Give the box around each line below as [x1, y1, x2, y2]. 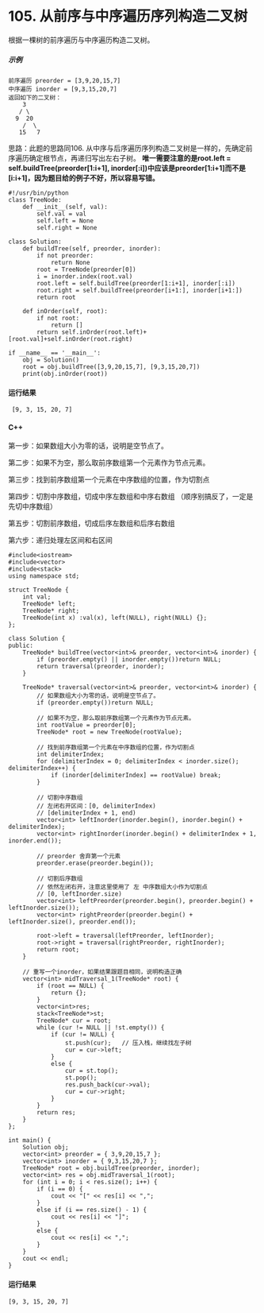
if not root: [36, 314, 80, 322]
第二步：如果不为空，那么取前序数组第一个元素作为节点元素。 [8, 458, 210, 467]
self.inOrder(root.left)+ [61, 327, 147, 336]
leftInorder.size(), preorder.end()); [8, 918, 136, 926]
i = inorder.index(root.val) [36, 272, 133, 281]
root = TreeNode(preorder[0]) [36, 265, 136, 273]
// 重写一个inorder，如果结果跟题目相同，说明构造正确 [22, 968, 182, 976]
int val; [22, 593, 52, 601]
